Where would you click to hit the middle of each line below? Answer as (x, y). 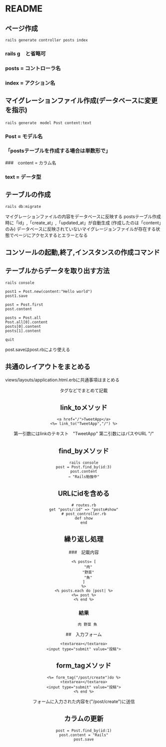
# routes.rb (84, 505)
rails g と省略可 (25, 53)
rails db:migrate (23, 206)
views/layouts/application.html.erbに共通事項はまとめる (62, 380)
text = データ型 (23, 177)
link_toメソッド (84, 407)
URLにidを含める (84, 493)
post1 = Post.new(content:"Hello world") (49, 291)
